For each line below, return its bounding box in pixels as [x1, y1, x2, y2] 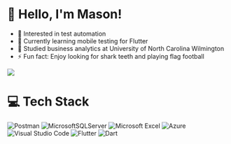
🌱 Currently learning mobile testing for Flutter [17, 36, 148, 45]
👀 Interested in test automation [17, 29, 106, 38]
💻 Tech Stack [7, 94, 90, 110]
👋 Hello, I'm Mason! [7, 6, 122, 22]
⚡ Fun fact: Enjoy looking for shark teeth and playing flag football [17, 52, 204, 60]
